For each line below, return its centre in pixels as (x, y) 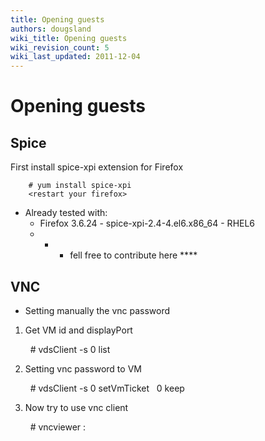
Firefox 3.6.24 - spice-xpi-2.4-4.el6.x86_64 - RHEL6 (147, 223)
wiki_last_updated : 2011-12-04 (75, 57)
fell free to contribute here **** (133, 255)
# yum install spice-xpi (80, 186)
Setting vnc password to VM (83, 368)
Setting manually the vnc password (97, 310)
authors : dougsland (51, 29)
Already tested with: (66, 213)
